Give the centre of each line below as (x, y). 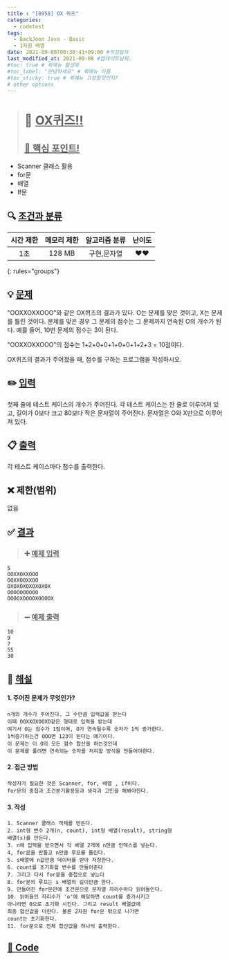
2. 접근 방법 (23, 767)
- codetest (29, 26)
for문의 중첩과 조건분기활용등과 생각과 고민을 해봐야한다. (78, 791)
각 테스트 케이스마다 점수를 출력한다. (56, 466)
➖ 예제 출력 (42, 617)
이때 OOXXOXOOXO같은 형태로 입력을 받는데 (60, 721)
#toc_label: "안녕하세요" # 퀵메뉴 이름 (59, 71)
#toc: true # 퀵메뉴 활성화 (43, 65)
